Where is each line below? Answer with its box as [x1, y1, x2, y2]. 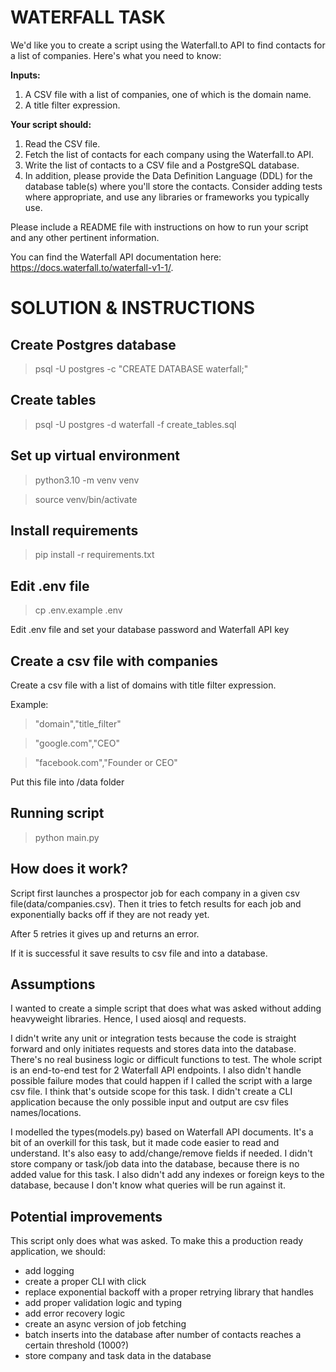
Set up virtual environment [10, 447, 181, 465]
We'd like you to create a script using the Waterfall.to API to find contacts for [10, 39, 326, 51]
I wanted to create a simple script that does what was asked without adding [10, 1002, 322, 1015]
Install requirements [10, 522, 139, 539]
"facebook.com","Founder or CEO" [34, 757, 178, 768]
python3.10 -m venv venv [34, 474, 140, 486]
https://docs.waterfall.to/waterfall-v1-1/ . [10, 261, 174, 273]
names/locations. [10, 1107, 82, 1119]
